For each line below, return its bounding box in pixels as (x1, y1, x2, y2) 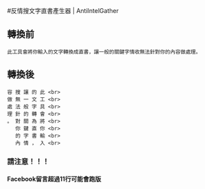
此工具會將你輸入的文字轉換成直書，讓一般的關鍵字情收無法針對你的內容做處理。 (7, 48, 201, 55)
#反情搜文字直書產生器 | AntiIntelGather (7, 7, 119, 14)
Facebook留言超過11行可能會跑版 (7, 175, 101, 184)
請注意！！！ (7, 157, 50, 166)
